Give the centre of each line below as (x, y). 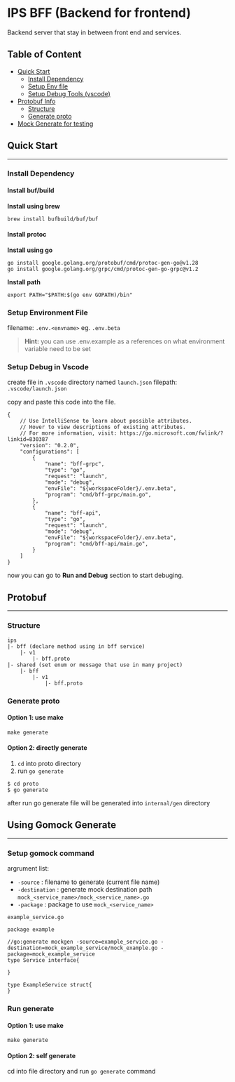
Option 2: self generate (42, 1055)
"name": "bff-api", (73, 513)
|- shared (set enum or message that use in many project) (95, 665)
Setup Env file (48, 86)
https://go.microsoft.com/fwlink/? (172, 433)
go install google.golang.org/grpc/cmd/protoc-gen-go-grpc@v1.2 (103, 269)
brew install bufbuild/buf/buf (53, 219)
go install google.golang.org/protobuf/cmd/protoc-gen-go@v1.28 (103, 263)
